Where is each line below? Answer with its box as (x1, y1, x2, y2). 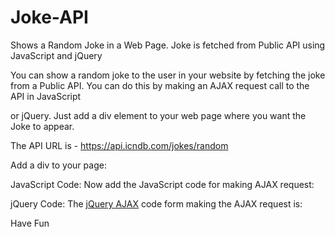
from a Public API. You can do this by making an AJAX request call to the (10, 79, 310, 91)
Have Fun (10, 217, 50, 229)
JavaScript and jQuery (10, 49, 103, 61)
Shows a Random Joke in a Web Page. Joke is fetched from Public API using (10, 39, 326, 51)
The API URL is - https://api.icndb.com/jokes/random (10, 139, 229, 151)
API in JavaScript (10, 90, 82, 102)
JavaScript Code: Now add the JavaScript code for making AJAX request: (10, 178, 315, 190)
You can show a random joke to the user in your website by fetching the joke (10, 69, 326, 81)
